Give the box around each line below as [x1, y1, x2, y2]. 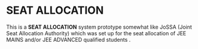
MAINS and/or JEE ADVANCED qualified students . [6, 36, 131, 43]
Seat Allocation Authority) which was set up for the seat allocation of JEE [6, 29, 187, 36]
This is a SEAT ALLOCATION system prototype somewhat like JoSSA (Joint [6, 23, 193, 30]
